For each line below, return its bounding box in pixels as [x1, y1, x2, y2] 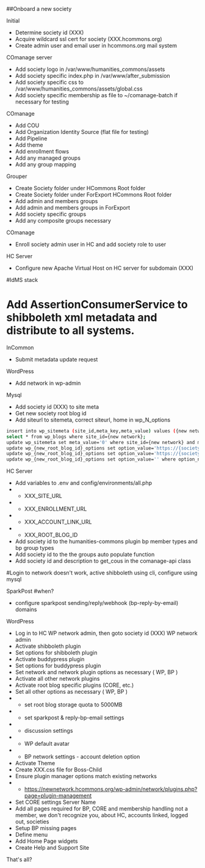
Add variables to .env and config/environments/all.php [15, 480, 153, 487]
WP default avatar [24, 740, 70, 747]
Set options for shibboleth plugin [15, 649, 98, 656]
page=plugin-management [24, 792, 92, 799]
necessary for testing [15, 98, 69, 105]
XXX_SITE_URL [24, 492, 62, 500]
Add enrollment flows [15, 148, 69, 155]
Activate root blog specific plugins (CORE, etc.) [15, 681, 134, 689]
